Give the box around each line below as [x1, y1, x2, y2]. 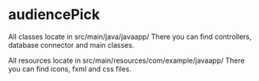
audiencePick [8, 6, 101, 24]
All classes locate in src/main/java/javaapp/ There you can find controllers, [8, 32, 252, 41]
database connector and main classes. [8, 40, 135, 49]
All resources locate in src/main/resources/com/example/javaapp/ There [8, 56, 246, 65]
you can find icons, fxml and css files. [8, 64, 132, 73]
